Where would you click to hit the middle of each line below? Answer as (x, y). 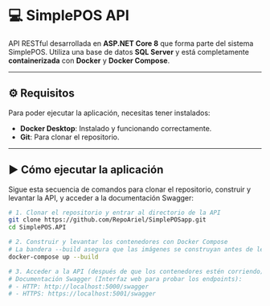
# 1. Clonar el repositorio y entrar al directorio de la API (115, 213)
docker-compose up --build (53, 257)
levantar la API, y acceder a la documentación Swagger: (101, 197)
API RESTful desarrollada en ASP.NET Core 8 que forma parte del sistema (131, 43)
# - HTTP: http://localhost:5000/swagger (79, 287)
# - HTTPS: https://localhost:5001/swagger (82, 294)
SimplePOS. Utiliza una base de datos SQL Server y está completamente (129, 52)
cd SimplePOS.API (37, 227)
